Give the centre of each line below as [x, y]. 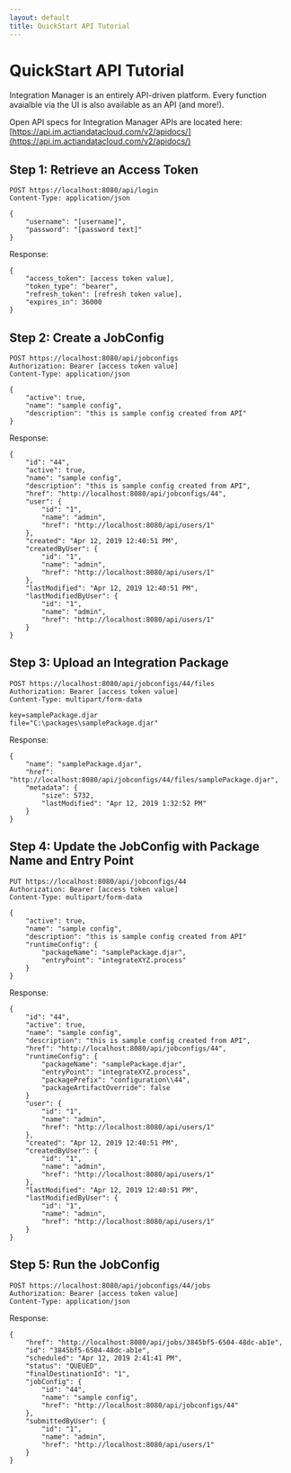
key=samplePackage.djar [54, 715]
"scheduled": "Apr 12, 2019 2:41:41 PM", [104, 1358]
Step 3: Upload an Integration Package [119, 663]
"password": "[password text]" [84, 230]
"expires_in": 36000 [64, 302]
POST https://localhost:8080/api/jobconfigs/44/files [112, 683]
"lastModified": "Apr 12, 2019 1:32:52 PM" [124, 803]
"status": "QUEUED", [64, 1366]
